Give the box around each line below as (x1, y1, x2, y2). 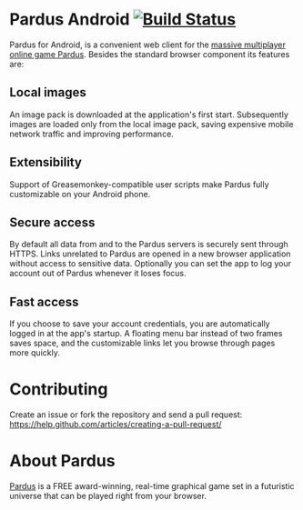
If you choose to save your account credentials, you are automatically (9, 318, 270, 329)
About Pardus (9, 451, 116, 472)
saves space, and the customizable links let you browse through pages (9, 337, 276, 349)
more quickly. (9, 347, 61, 358)
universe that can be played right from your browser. (9, 491, 207, 502)
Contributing (9, 379, 108, 400)
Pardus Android (9, 9, 130, 30)
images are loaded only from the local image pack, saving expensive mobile (9, 118, 294, 129)
